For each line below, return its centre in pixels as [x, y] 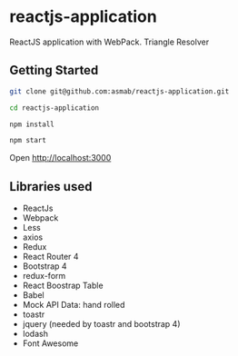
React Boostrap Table [63, 286]
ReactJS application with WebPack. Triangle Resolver [109, 42]
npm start [28, 141]
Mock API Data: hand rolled [74, 305]
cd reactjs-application [55, 108]
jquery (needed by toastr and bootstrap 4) [101, 324]
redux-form [44, 276]
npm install [32, 124]
